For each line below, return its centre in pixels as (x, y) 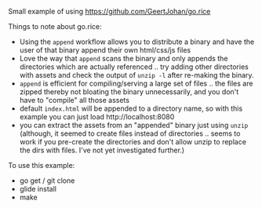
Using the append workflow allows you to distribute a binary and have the (137, 42)
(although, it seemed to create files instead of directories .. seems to (130, 133)
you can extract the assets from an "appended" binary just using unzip (134, 125)
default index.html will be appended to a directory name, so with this (131, 108)
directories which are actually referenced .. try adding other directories (134, 67)
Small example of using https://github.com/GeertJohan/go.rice (109, 11)
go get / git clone (47, 181)
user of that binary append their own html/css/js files (105, 50)
